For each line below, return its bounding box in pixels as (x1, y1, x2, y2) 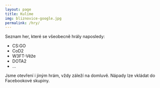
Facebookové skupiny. (5, 78, 50, 84)
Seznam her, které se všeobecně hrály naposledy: (5, 34, 105, 39)
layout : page (5, 7, 32, 12)
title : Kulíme (5, 12, 34, 16)
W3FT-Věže (12, 53, 36, 59)
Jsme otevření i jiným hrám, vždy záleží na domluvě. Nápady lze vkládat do (5, 73, 155, 78)
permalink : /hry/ (5, 20, 40, 25)
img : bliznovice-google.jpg (5, 16, 62, 21)
